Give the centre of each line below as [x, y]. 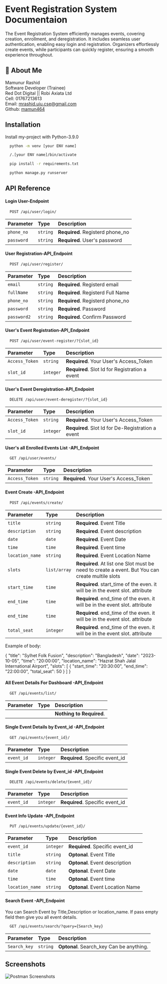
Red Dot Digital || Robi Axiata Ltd [39, 93]
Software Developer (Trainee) [36, 88]
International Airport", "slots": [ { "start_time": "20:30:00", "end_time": [77, 666]
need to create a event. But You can [118, 570]
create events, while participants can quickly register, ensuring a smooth [80, 49]
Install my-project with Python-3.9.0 [42, 137]
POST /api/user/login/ [33, 212]
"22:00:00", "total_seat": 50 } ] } [38, 671]
